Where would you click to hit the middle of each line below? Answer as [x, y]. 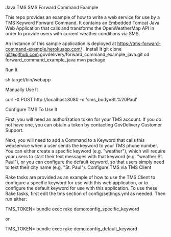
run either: [16, 199]
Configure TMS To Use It [31, 109]
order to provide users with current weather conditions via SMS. [73, 34]
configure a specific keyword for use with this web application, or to [77, 183]
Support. [15, 130]
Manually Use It [22, 90]
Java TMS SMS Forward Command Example [52, 7]
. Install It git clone [103, 49]
